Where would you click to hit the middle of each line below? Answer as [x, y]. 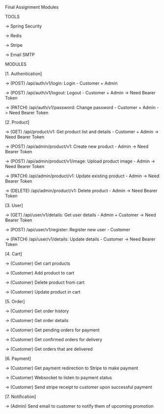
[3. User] [14, 205]
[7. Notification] [21, 397]
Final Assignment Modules [32, 7]
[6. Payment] [18, 359]
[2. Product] [17, 122]
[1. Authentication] [24, 74]
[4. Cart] [14, 254]
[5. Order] [15, 301]
